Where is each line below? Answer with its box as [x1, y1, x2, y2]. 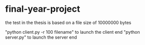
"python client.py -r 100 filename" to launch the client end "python [5, 29, 141, 35]
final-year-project [5, 3, 80, 15]
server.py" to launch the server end [5, 34, 77, 40]
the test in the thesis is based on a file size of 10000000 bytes [5, 20, 132, 25]
